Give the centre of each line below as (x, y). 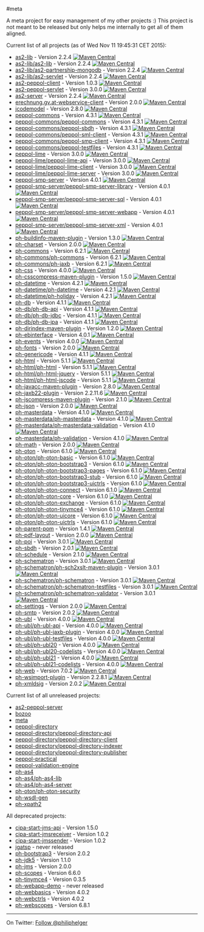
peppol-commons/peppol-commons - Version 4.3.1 (79, 122)
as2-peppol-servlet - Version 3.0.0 (59, 89)
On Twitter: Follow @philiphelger (47, 923)
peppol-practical (36, 759)
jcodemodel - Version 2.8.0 (49, 109)
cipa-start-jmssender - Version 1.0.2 (60, 841)
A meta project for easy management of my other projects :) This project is (100, 20)
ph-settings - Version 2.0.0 (49, 606)
